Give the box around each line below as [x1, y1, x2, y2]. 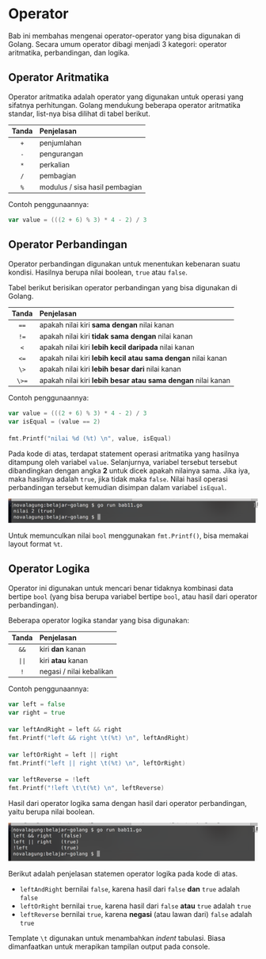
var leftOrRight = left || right [8, 750, 119, 758]
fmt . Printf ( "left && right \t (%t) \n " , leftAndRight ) [8, 734, 190, 742]
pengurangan [39, 148, 84, 159]
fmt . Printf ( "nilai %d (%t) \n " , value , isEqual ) [8, 434, 172, 443]
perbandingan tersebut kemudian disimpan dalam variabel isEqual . [8, 482, 227, 492]
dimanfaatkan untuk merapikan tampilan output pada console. [8, 942, 211, 951]
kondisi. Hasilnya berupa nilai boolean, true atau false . [8, 267, 188, 277]
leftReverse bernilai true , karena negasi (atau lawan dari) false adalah [19, 909, 253, 919]
